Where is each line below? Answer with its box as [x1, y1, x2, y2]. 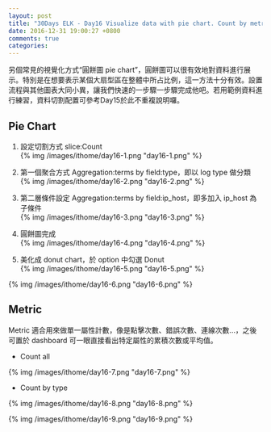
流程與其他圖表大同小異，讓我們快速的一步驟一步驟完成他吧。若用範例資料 [8, 86, 256, 95]
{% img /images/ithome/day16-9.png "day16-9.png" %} [8, 413, 194, 424]
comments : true [8, 34, 60, 43]
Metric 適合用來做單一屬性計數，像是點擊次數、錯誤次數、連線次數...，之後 [8, 325, 257, 335]
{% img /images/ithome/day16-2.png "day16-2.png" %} [19, 176, 205, 186]
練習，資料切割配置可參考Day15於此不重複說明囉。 [15, 95, 184, 105]
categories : [8, 42, 48, 50]
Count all [19, 351, 51, 361]
